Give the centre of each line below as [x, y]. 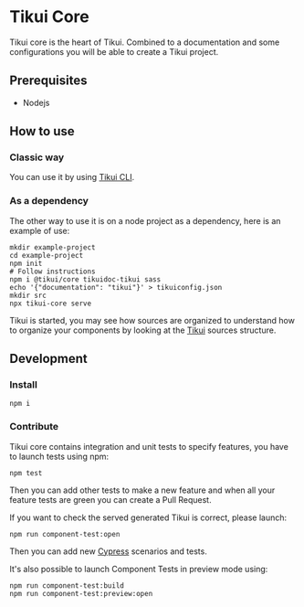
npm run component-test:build [67, 586]
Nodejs [36, 102]
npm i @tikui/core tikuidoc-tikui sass [85, 279]
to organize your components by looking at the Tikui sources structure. [143, 330]
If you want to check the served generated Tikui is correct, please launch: [148, 517]
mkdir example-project [52, 247]
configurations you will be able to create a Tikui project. [114, 51]
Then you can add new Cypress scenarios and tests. [108, 551]
